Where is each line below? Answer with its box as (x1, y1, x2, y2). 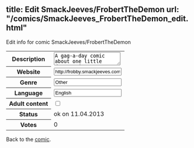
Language (14, 89, 43, 97)
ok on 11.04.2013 (53, 110, 105, 118)
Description (12, 55, 46, 63)
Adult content (9, 99, 49, 108)
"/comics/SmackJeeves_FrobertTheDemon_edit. (6, 14, 189, 24)
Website (16, 68, 41, 76)
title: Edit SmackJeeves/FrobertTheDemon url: (6, 5, 179, 15)
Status (19, 111, 38, 119)
